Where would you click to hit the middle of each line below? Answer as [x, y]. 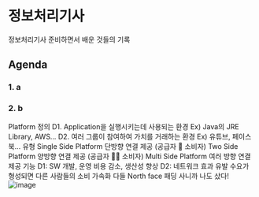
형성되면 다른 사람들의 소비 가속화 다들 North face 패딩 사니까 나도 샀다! [119, 176]
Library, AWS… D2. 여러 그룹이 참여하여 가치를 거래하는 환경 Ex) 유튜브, [119, 136]
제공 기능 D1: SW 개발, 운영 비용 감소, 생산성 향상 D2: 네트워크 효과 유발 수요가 [129, 165]
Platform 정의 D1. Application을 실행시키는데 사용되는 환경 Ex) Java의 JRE [124, 126]
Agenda [28, 65]
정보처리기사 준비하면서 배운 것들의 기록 [69, 39]
